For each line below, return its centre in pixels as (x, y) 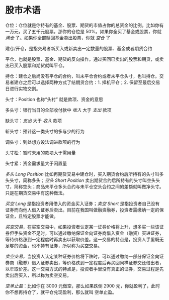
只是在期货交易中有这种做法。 (36, 193)
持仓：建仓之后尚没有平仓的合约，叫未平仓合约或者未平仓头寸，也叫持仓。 (82, 76)
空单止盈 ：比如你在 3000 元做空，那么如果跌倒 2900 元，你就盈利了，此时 (82, 286)
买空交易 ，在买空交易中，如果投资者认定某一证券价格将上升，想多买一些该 (82, 227)
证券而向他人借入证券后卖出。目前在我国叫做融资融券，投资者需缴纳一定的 (82, 210)
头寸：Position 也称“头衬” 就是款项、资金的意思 (54, 99)
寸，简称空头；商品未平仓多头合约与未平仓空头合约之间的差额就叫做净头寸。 (84, 186)
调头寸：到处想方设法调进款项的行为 (43, 142)
